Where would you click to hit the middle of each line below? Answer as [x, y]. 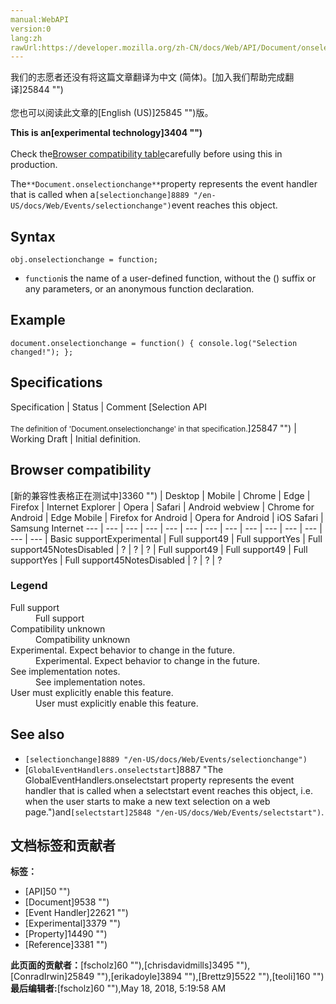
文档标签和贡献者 [63, 845]
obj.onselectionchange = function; [84, 260]
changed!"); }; [42, 352]
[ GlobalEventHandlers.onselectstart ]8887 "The [124, 769]
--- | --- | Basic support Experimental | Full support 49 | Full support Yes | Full [166, 538]
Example [38, 320]
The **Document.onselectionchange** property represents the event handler [164, 184]
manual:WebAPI [40, 19]
